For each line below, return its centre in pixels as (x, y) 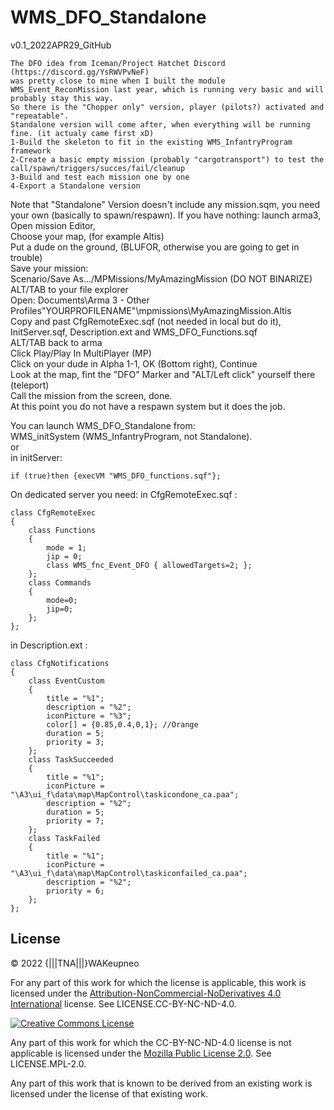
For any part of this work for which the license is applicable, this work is (158, 982)
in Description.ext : (49, 645)
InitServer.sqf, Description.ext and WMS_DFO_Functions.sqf (134, 332)
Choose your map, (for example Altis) (87, 236)
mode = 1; (66, 547)
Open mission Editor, (53, 225)
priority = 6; (75, 891)
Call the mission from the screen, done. (91, 395)
